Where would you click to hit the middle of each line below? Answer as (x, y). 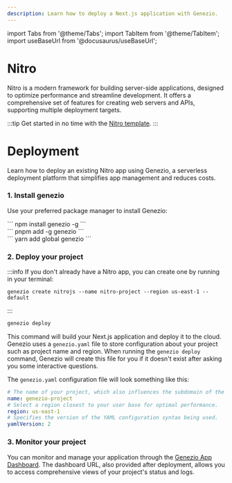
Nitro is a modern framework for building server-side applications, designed (115, 88)
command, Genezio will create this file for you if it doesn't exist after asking (115, 358)
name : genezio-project (40, 399)
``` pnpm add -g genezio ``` (46, 231)
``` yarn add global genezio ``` (50, 239)
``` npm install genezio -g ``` (47, 224)
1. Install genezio (36, 196)
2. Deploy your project (45, 257)
